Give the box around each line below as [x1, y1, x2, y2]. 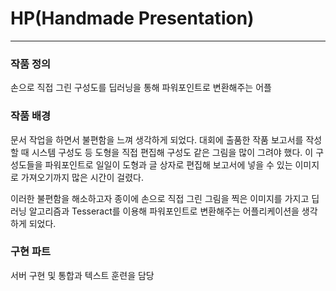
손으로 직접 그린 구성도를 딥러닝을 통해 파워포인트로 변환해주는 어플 [10, 82, 272, 94]
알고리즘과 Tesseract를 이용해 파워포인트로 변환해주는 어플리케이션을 [28, 205, 300, 217]
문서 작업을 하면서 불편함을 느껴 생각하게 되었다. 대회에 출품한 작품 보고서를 [10, 133, 304, 146]
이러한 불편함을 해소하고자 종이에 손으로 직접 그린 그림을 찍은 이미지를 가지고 [10, 192, 310, 204]
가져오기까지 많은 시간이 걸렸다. [20, 171, 144, 183]
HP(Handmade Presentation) [10, 7, 255, 30]
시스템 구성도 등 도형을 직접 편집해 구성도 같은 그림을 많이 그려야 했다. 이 [31, 146, 314, 158]
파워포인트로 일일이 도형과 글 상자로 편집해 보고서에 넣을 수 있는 [44, 158, 293, 171]
